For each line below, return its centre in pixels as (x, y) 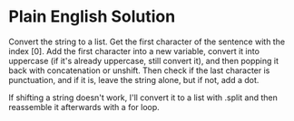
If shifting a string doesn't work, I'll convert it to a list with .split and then (143, 98)
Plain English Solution (92, 17)
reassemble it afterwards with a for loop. (84, 107)
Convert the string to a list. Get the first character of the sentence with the (147, 42)
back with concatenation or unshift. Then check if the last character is (139, 70)
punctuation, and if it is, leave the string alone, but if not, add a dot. (134, 79)
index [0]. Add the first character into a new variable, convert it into (134, 51)
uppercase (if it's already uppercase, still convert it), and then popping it (143, 60)
